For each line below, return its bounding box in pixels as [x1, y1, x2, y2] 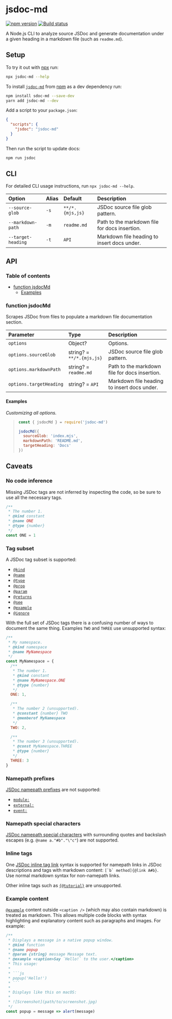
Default [63, 195, 82, 202]
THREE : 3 [10, 758, 29, 763]
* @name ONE [8, 518, 34, 524]
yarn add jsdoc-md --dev [6, 98, 59, 103]
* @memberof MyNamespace [12, 715, 66, 720]
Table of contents [6, 272, 51, 279]
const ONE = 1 [6, 533, 36, 538]
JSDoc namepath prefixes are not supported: [6, 786, 101, 793]
